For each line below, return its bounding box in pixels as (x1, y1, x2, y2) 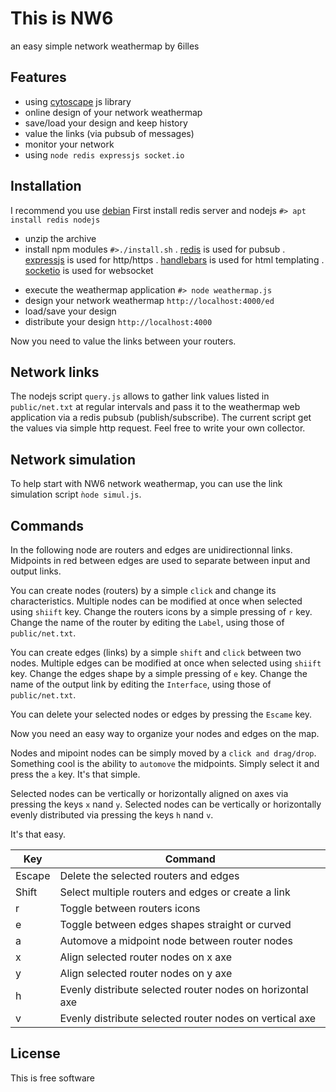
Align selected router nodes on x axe (59, 950, 232, 964)
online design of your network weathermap (24, 106, 203, 118)
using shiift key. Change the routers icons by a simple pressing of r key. (10, 606, 313, 617)
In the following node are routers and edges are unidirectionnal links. (10, 544, 293, 556)
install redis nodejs (10, 215, 101, 225)
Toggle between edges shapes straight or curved (59, 918, 292, 931)
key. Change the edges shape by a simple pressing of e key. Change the (10, 668, 308, 679)
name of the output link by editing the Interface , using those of (10, 678, 272, 690)
